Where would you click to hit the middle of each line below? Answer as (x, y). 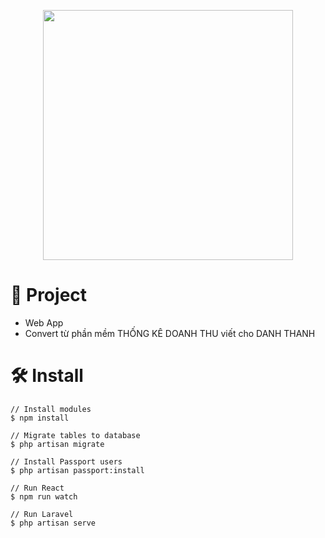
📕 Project (49, 295)
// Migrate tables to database (75, 435)
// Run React (37, 488)
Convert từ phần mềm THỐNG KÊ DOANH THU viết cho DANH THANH (170, 333)
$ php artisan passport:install (77, 470)
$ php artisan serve (53, 523)
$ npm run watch (44, 496)
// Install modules (51, 409)
